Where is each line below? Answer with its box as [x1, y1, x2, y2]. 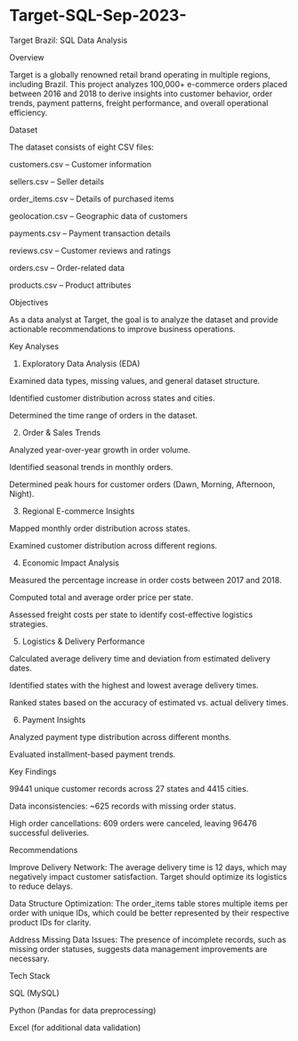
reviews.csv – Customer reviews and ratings [9, 245, 172, 256]
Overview [9, 52, 44, 62]
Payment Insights [21, 714, 86, 725]
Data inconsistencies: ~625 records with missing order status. [9, 801, 237, 811]
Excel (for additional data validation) [9, 1021, 141, 1033]
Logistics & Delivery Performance [21, 636, 145, 647]
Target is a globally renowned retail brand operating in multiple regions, [9, 69, 271, 80]
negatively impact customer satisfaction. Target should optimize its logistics [9, 871, 287, 882]
